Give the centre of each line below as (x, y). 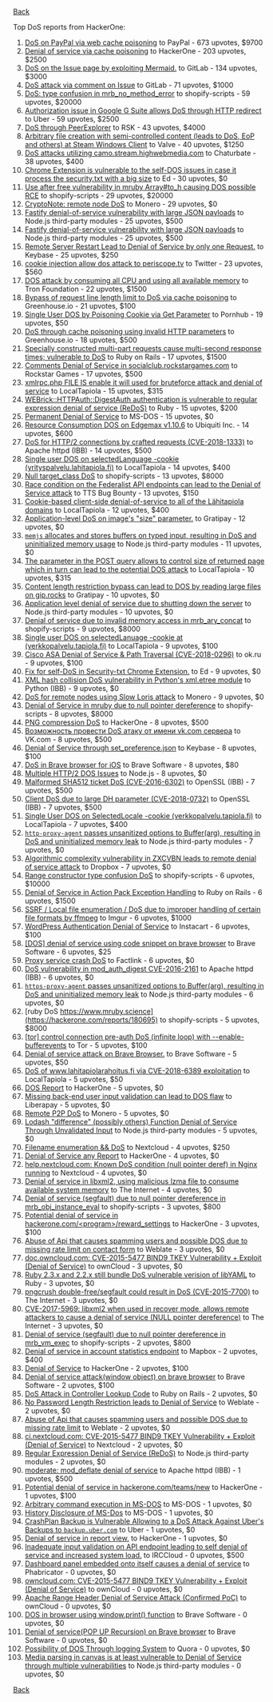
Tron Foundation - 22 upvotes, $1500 (85, 289)
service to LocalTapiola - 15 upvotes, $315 (94, 391)
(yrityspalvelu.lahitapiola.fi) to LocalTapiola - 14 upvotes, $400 (127, 467)
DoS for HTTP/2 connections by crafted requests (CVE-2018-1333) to (139, 442)
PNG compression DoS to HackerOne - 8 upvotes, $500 (117, 722)
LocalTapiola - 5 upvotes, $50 (74, 1079)
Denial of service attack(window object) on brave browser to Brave (135, 1376)
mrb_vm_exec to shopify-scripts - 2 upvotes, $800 (108, 1342)
